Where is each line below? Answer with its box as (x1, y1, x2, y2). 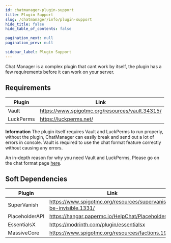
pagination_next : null (5, 36, 53, 41)
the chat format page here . (5, 160, 62, 166)
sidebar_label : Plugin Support (5, 49, 72, 54)
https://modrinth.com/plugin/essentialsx (49, 221, 146, 228)
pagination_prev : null (5, 40, 53, 46)
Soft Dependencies (5, 174, 68, 183)
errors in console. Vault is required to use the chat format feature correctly (5, 139, 161, 145)
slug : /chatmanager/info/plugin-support (5, 17, 93, 22)
